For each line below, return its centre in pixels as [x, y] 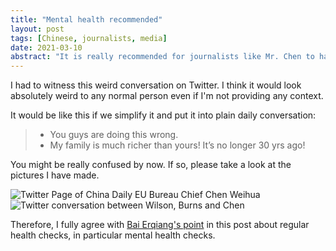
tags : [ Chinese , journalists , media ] [89, 38]
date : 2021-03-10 [46, 47]
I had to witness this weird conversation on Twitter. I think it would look [156, 85]
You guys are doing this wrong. [114, 135]
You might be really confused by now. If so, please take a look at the [151, 165]
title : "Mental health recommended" [86, 19]
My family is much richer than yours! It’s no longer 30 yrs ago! [177, 145]
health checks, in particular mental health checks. [113, 235]
